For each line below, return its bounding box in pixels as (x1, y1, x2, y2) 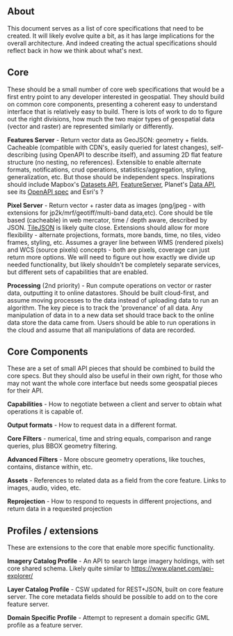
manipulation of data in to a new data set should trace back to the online (7, 310, 214, 319)
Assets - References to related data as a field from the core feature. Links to (7, 476, 226, 485)
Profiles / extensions (7, 524, 99, 536)
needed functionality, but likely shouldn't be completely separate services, (7, 260, 221, 268)
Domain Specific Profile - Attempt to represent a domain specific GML (7, 614, 210, 622)
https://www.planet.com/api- (131, 564, 214, 573)
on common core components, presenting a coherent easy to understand (7, 100, 218, 108)
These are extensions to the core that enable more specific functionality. (7, 543, 216, 552)
